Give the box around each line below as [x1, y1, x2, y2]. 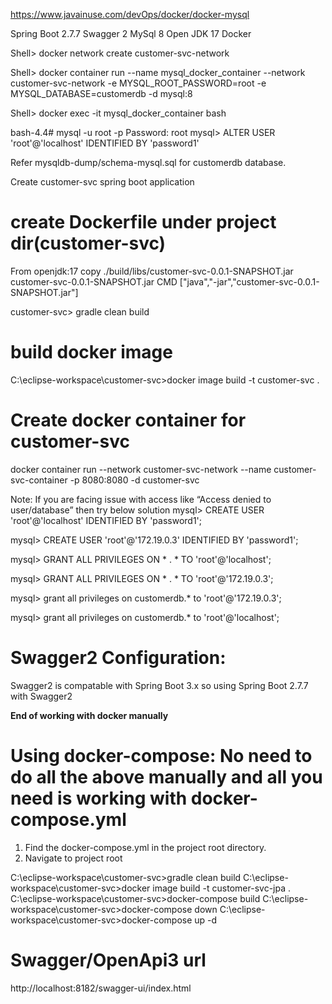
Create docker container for [10, 409, 247, 432]
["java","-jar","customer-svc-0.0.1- [179, 275, 320, 288]
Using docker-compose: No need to [10, 744, 313, 767]
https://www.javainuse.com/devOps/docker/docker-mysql [10, 9, 250, 20]
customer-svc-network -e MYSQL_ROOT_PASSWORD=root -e [10, 77, 267, 89]
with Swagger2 [10, 690, 73, 702]
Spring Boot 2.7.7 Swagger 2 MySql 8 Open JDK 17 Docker [10, 28, 252, 39]
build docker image [10, 341, 173, 364]
